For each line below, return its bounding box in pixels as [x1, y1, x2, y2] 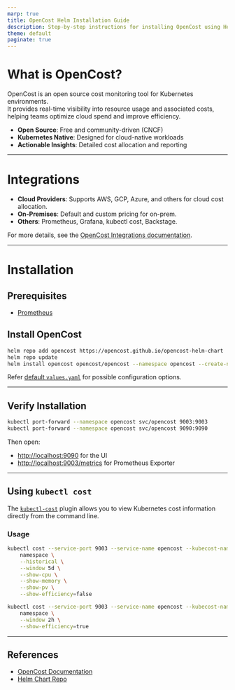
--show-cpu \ [20, 571, 58, 579]
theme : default [7, 29, 52, 37]
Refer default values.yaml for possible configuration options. [7, 373, 182, 381]
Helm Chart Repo [17, 675, 68, 684]
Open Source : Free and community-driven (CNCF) [17, 126, 164, 134]
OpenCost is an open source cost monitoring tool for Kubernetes [7, 90, 194, 98]
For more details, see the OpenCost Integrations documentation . [7, 231, 192, 239]
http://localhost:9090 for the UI [17, 452, 108, 459]
